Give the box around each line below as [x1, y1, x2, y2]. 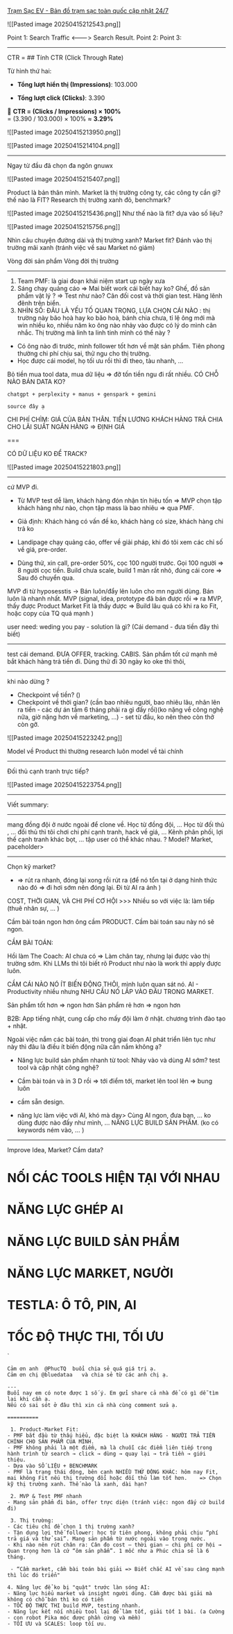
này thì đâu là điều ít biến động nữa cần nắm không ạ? [7, 1043, 162, 1051]
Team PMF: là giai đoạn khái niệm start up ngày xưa [17, 277, 165, 285]
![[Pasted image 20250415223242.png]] [7, 734, 123, 742]
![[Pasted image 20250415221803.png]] [7, 463, 121, 471]
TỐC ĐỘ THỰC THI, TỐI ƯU [7, 1329, 164, 1345]
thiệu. [7, 1456, 26, 1463]
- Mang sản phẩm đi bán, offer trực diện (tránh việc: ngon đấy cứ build [7, 1499, 225, 1506]
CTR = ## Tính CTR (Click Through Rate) [7, 53, 124, 62]
